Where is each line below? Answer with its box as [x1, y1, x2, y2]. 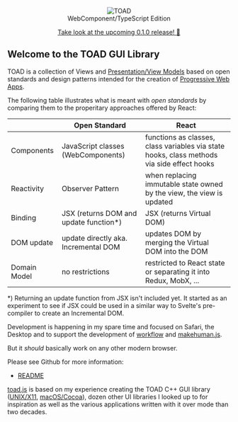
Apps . [7, 82, 25, 91]
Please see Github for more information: [7, 358, 124, 366]
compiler [7, 309, 33, 317]
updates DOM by [144, 229, 202, 239]
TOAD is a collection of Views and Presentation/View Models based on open [7, 67, 230, 76]
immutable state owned [144, 179, 223, 189]
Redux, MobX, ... [144, 275, 200, 285]
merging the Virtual [144, 237, 209, 247]
